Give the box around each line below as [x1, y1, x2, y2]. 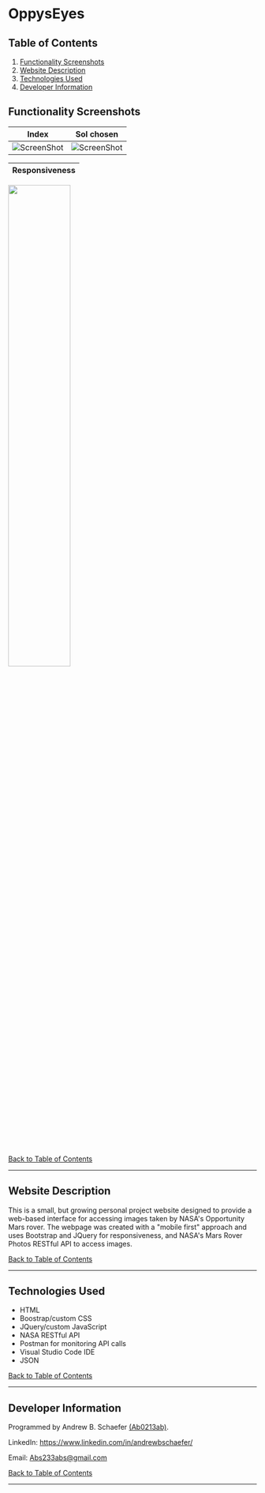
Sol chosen [75, 128, 119, 139]
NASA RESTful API [19, 1330, 80, 1340]
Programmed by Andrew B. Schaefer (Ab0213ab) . [8, 1423, 170, 1432]
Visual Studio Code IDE [19, 1348, 95, 1357]
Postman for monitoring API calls [19, 1339, 126, 1348]
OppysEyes [8, 5, 85, 23]
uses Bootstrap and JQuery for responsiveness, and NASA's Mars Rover [8, 1230, 243, 1240]
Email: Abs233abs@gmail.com [8, 1453, 108, 1462]
